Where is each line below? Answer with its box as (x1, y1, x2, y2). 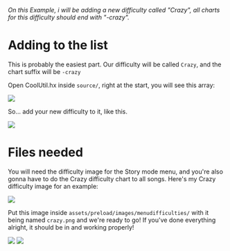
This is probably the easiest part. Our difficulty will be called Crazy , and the (8, 60, 222, 68)
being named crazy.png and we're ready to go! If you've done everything (8, 216, 216, 224)
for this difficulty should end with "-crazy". (8, 13, 130, 21)
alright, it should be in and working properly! (8, 223, 134, 231)
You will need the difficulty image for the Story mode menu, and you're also (8, 167, 224, 176)
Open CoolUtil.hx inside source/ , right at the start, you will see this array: (8, 81, 215, 89)
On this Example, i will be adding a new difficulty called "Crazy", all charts (8, 6, 220, 14)
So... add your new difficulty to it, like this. (8, 107, 127, 115)
